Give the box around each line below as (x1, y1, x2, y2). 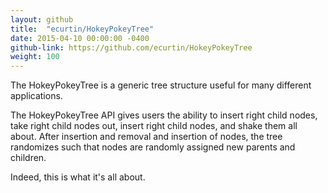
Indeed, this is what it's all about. (10, 171, 146, 183)
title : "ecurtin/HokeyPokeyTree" (10, 24, 155, 34)
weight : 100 (10, 52, 60, 62)
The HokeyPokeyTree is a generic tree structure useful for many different (10, 79, 312, 91)
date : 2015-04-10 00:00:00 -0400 (10, 33, 150, 43)
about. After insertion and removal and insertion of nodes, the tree (10, 131, 283, 143)
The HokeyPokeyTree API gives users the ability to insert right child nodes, (10, 109, 318, 121)
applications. (10, 90, 63, 102)
